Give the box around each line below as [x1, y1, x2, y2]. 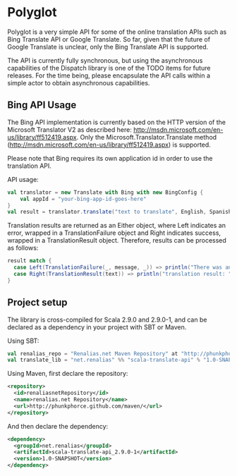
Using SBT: [7, 336, 39, 345]
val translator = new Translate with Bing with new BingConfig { [7, 188, 203, 196]
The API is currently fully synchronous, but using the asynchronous [7, 56, 203, 64]
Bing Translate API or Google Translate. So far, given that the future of [7, 35, 210, 43]
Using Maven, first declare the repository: [7, 370, 128, 378]
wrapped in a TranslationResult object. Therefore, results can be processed [7, 236, 227, 245]
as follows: [7, 244, 39, 252]
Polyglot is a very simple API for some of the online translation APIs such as [7, 28, 227, 36]
